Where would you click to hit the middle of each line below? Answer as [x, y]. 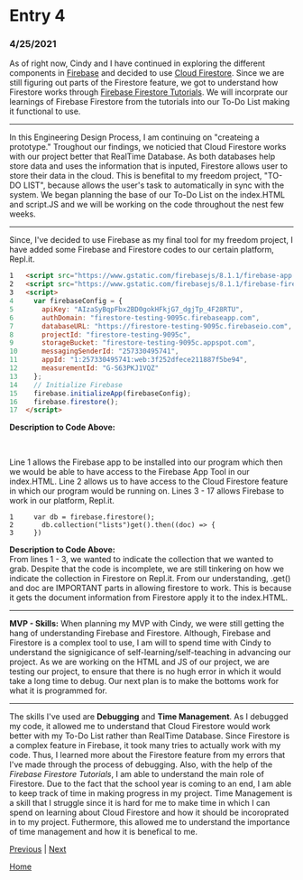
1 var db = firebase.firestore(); [82, 517]
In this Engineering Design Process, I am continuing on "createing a [134, 137]
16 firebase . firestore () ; [64, 402]
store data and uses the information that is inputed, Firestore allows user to [149, 166]
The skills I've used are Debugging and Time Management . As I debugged [149, 717]
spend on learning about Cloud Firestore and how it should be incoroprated [149, 812]
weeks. [23, 214]
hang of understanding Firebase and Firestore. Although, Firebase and [140, 634]
